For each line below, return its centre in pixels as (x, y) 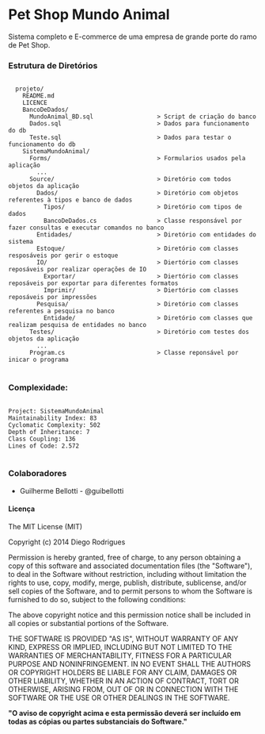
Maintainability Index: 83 (53, 418)
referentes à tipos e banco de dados (70, 200)
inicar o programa (38, 360)
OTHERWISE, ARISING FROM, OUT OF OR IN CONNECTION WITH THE (123, 690)
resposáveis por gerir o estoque (63, 256)
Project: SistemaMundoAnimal (56, 411)
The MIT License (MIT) (45, 527)
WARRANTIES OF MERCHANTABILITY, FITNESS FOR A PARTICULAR (120, 655)
